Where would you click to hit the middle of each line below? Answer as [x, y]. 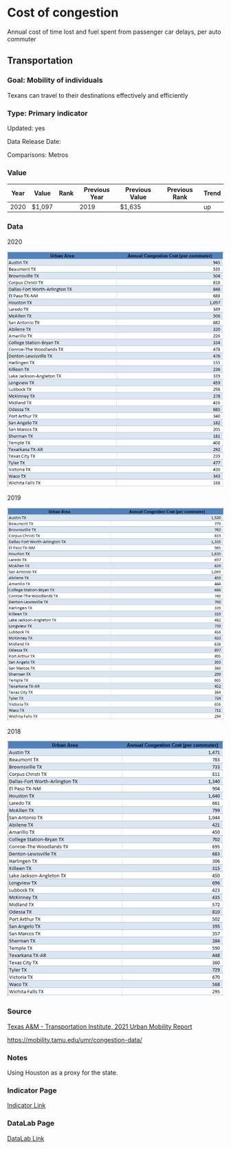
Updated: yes [26, 128]
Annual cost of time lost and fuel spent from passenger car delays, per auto [114, 32]
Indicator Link [26, 1106]
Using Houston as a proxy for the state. [63, 1073]
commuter [22, 39]
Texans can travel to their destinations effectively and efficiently [98, 95]
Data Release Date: [34, 141]
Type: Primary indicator [47, 113]
